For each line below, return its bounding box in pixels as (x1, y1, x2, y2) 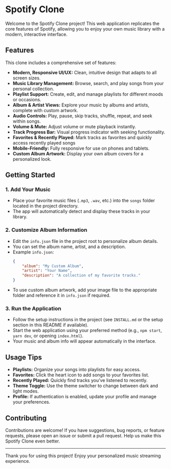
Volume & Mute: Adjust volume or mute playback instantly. (12, 123, 136, 129)
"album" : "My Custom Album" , (22, 263, 84, 268)
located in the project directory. (12, 203, 79, 209)
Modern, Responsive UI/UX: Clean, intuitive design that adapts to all (12, 69, 157, 75)
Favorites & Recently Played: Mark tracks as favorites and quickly (12, 134, 152, 141)
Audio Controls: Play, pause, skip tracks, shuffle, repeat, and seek (12, 113, 153, 119)
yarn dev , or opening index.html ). (12, 333, 83, 339)
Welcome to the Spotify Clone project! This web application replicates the (5, 20, 160, 26)
